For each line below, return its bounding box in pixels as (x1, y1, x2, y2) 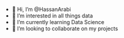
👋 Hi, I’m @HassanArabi (11, 6, 71, 13)
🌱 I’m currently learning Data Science (11, 19, 105, 25)
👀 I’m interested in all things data (11, 12, 93, 19)
